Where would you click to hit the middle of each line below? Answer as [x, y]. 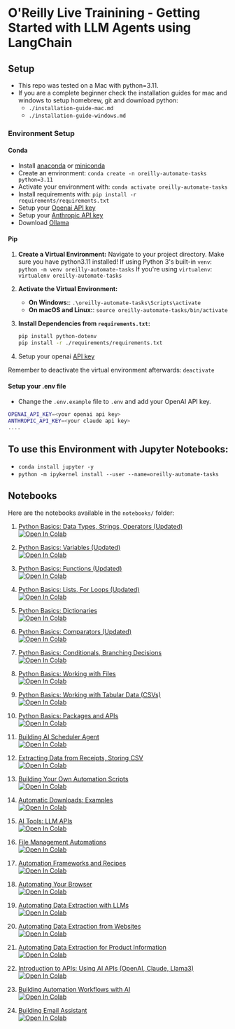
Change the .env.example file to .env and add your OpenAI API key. [115, 402]
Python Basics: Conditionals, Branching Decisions [90, 652]
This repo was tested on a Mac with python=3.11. [88, 85]
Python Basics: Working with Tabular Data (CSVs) [90, 694]
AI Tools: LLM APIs [45, 821]
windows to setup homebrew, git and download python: [98, 100]
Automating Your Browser [55, 884]
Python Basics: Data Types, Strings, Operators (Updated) [100, 526]
